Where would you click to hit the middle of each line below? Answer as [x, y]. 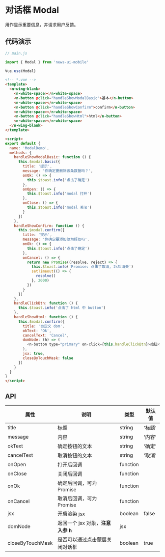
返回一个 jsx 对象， [79, 523]
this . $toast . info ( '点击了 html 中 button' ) [62, 308]
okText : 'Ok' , [37, 331]
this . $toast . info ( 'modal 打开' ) [59, 194]
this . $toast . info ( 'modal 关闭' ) [59, 207]
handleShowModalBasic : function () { [53, 157]
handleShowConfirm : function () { [49, 226]
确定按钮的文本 [75, 446]
